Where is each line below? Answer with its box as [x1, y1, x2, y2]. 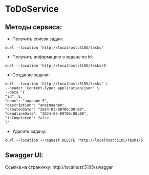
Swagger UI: [5, 151, 43, 159]
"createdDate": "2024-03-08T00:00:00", [5, 107, 86, 112]
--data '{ [5, 90, 25, 95]
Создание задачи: [12, 72, 50, 78]
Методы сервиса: [5, 23, 62, 31]
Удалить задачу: [12, 129, 46, 134]
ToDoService [5, 3, 59, 15]
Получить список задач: [12, 36, 63, 42]
